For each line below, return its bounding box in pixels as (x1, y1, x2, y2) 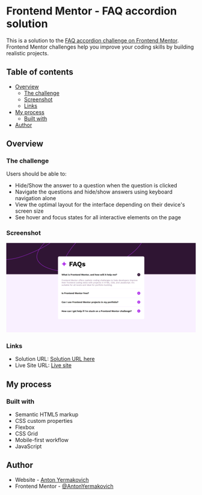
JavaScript (14, 443, 42, 450)
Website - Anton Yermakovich (14, 476, 89, 483)
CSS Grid (14, 430, 38, 437)
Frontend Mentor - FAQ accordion (6, 4, 177, 18)
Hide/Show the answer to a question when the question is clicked (14, 182, 177, 189)
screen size (14, 207, 44, 214)
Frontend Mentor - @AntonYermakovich (14, 482, 114, 490)
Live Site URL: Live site (14, 362, 72, 369)
